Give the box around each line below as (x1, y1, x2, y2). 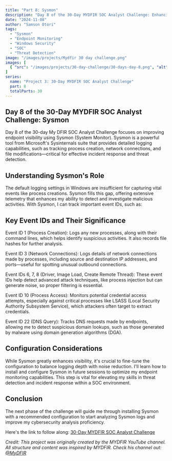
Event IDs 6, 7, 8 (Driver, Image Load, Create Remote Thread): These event (5, 271, 163, 277)
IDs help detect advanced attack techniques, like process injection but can (5, 276, 163, 283)
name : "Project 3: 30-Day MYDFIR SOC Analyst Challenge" (10, 79, 134, 84)
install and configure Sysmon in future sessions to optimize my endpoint (5, 369, 158, 375)
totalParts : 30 (10, 88, 42, 94)
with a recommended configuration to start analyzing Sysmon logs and (5, 413, 155, 419)
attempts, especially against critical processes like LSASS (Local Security (5, 297, 160, 304)
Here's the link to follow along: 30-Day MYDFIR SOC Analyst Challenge (5, 429, 155, 435)
